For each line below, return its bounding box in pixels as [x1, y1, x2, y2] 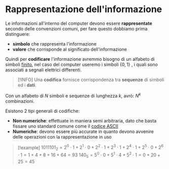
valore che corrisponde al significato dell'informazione [12, 46, 128, 52]
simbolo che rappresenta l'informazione [12, 40, 97, 47]
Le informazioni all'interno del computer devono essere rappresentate [5, 20, 152, 26]
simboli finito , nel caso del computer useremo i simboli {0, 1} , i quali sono [5, 61, 158, 67]
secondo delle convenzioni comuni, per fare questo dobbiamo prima [5, 25, 148, 31]
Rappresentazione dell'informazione [5, 4, 162, 15]
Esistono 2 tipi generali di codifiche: [5, 108, 80, 114]
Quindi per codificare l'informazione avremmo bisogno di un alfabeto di [5, 56, 155, 62]
